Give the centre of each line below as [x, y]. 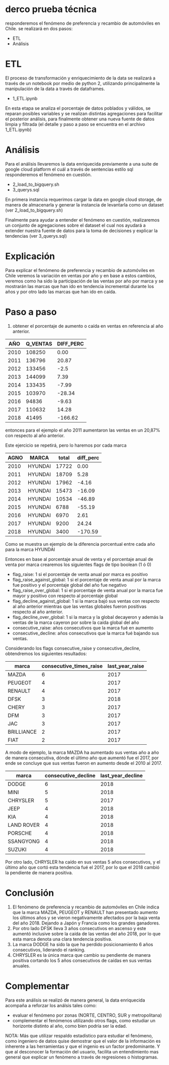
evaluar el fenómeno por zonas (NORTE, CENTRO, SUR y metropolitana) [87, 1015]
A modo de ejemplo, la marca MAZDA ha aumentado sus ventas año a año [82, 752]
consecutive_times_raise [72, 666]
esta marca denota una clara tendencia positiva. [62, 939]
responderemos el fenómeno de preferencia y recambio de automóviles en [83, 23]
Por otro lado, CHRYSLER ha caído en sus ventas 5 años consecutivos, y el [83, 862]
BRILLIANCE [22, 732]
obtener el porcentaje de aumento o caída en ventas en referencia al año [88, 326]
